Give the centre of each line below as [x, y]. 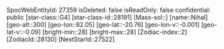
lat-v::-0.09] [24, 32]
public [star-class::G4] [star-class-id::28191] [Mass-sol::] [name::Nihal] [107, 17]
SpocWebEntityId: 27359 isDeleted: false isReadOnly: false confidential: [109, 10]
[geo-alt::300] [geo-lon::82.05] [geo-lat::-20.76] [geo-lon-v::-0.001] [103, 24]
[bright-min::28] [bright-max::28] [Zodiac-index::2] [115, 32]
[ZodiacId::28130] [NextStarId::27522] [61, 39]
